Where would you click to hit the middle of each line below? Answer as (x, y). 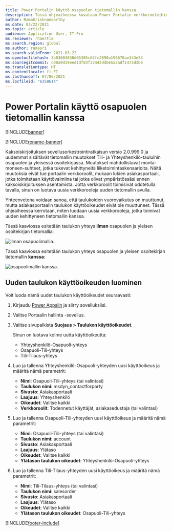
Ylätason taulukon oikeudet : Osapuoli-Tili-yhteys (73, 513)
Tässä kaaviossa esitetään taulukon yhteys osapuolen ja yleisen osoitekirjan (85, 251)
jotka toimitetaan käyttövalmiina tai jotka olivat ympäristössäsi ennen (78, 179)
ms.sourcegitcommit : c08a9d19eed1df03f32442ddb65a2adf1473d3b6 (74, 62)
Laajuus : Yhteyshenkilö (45, 397)
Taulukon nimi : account (46, 439)
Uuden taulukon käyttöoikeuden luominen (74, 283)
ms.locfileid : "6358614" (32, 81)
